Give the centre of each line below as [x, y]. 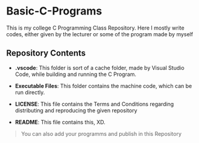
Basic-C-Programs [54, 11]
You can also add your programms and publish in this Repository [101, 133]
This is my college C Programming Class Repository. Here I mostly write [96, 28]
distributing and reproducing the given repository [76, 110]
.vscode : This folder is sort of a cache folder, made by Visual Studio [100, 68]
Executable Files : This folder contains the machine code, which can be [103, 86]
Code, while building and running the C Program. [76, 74]
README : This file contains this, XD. [60, 122]
